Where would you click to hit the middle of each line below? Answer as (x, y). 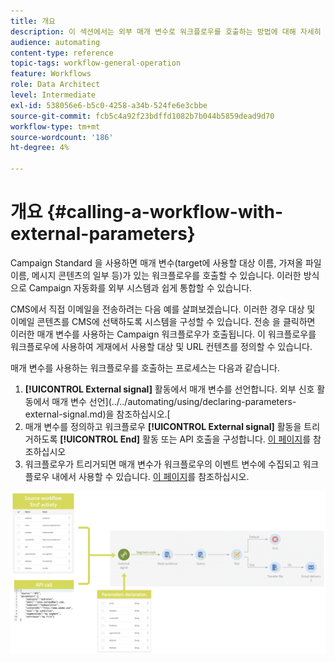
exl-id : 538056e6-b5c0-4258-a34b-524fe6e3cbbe (109, 105)
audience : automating (55, 42)
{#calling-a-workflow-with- (165, 212)
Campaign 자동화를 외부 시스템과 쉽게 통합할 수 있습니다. (140, 287)
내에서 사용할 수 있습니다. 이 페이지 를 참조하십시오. (150, 476)
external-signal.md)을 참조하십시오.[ (97, 414)
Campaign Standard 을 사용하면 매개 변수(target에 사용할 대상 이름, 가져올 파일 (166, 262)
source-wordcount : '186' (62, 137)
